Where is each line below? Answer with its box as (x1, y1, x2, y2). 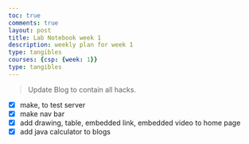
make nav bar (19, 108, 65, 119)
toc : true (8, 11, 41, 20)
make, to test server (19, 100, 86, 109)
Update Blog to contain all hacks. (27, 85, 137, 94)
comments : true (8, 19, 59, 27)
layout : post (8, 26, 52, 34)
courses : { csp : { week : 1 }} (8, 56, 98, 64)
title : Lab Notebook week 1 (8, 33, 102, 42)
